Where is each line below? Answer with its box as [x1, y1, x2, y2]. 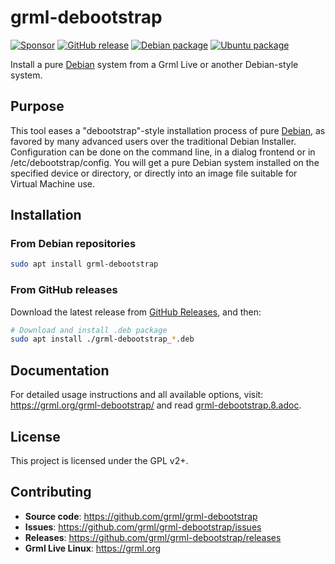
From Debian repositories [10, 237, 137, 251]
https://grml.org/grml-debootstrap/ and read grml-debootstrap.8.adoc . [10, 399, 302, 411]
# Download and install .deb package [10, 325, 168, 335]
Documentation [10, 362, 110, 379]
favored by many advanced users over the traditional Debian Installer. [10, 135, 297, 147]
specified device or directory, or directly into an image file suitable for [10, 167, 298, 179]
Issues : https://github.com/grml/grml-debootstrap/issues [24, 521, 262, 533]
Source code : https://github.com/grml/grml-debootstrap [24, 510, 258, 522]
